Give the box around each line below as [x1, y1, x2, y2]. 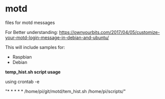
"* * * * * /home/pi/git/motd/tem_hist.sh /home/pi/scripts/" [5, 88, 126, 94]
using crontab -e [5, 78, 40, 84]
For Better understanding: [5, 29, 58, 35]
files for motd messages [5, 19, 55, 25]
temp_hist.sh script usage [5, 68, 61, 75]
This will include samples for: [5, 44, 65, 50]
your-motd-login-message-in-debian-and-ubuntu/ [5, 34, 109, 40]
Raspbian [12, 53, 32, 60]
